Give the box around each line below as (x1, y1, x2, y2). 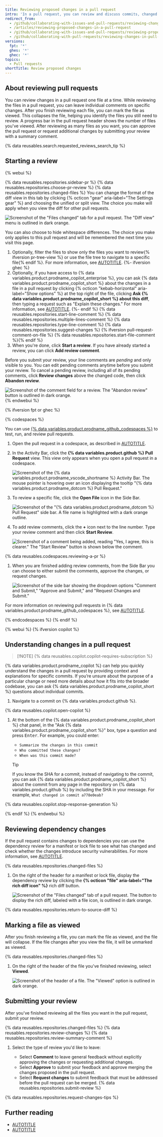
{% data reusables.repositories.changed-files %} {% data (5, 1024, 120, 1030)
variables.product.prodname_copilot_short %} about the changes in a (12, 280, 151, 286)
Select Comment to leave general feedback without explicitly (19, 1054, 142, 1059)
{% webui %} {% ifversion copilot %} (5, 626, 79, 632)
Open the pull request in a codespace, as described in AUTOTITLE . (12, 440, 147, 446)
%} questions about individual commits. (5, 688, 84, 695)
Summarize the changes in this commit (19, 743, 98, 748)
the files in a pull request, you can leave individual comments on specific (5, 102, 150, 108)
